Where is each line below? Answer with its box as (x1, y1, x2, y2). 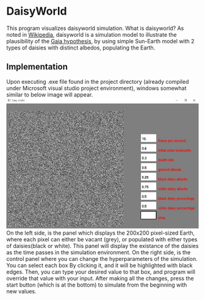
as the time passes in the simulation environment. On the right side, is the (6, 249, 191, 256)
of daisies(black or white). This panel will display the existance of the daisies (6, 242, 199, 249)
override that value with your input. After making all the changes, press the (6, 274, 194, 282)
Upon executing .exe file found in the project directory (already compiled (6, 78, 189, 85)
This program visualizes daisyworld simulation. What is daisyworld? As (6, 24, 184, 32)
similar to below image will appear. (6, 90, 93, 98)
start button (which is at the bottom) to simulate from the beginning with (6, 281, 187, 288)
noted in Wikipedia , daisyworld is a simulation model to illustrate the (6, 31, 177, 38)
